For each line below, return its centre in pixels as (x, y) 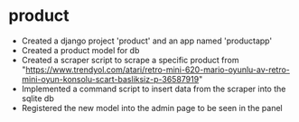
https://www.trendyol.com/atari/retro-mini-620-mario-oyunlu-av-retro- (158, 70)
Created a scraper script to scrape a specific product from (130, 60)
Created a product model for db (80, 50)
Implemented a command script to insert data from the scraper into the (154, 89)
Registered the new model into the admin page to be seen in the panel (152, 108)
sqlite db (38, 98)
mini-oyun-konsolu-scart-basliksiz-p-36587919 (110, 79)
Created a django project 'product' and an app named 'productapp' (147, 41)
